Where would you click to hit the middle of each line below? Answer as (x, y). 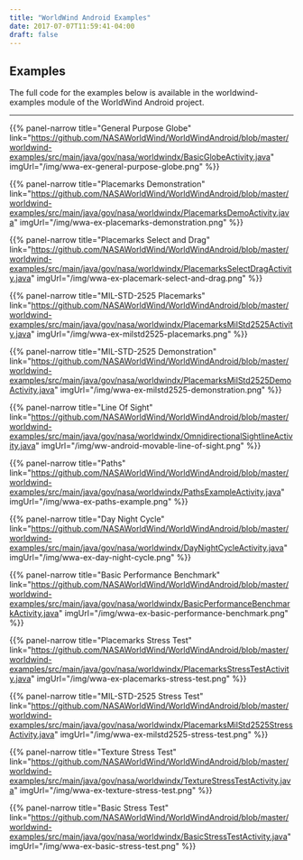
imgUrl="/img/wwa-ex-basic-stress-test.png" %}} (103, 846)
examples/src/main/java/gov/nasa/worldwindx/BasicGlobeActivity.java (140, 157)
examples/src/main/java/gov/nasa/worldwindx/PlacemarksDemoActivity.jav (150, 213)
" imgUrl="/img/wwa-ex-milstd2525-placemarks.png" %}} (139, 334)
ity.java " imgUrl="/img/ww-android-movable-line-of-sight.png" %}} (135, 446)
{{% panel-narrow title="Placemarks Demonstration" (107, 184)
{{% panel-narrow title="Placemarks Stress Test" (101, 641)
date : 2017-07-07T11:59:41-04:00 (72, 26)
